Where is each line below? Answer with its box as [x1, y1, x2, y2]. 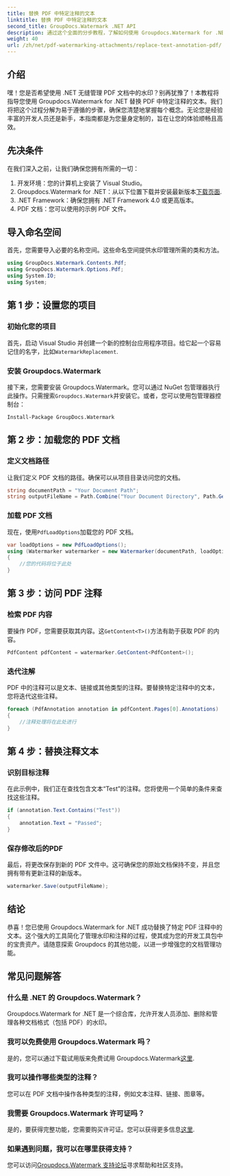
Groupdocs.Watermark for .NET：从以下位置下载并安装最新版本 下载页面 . [16, 187, 222, 195]
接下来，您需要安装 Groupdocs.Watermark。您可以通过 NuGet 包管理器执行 [7, 383, 220, 391]
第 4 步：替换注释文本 [7, 745, 99, 757]
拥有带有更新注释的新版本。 [7, 869, 86, 877]
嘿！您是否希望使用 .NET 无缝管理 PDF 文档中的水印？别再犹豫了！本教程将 [7, 88, 220, 97]
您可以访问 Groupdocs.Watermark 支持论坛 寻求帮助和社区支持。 [7, 1161, 187, 1169]
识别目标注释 [7, 767, 50, 777]
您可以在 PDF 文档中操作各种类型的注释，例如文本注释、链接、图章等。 [7, 1090, 209, 1098]
